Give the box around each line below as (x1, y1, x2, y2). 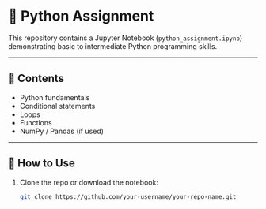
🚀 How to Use (8, 157, 75, 170)
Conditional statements (19, 101, 96, 110)
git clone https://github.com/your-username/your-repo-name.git (19, 192, 237, 200)
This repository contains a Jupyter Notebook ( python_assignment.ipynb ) (8, 33, 243, 43)
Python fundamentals (19, 92, 90, 102)
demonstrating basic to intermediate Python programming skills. (8, 41, 218, 50)
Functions (19, 118, 53, 127)
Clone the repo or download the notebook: (19, 177, 158, 187)
